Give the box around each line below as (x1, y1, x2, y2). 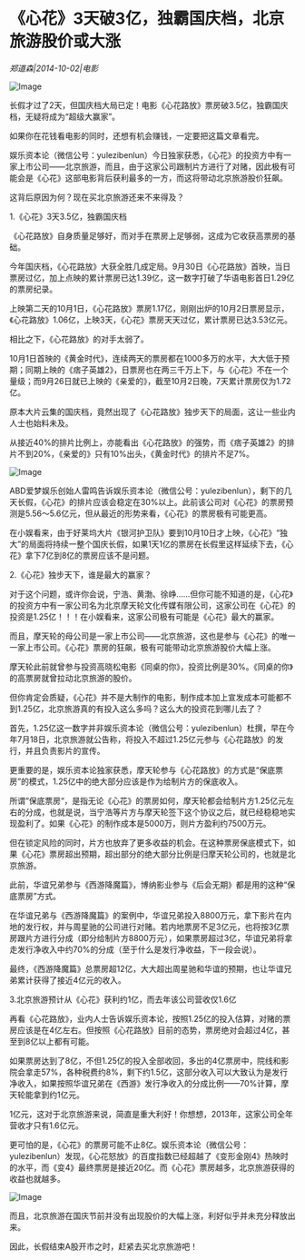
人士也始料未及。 (9, 417, 74, 428)
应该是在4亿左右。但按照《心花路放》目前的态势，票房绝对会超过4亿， (16, 1024, 283, 1036)
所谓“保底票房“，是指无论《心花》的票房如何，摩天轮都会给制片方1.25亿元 (9, 795, 286, 806)
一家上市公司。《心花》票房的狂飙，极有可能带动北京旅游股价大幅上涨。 (9, 641, 276, 652)
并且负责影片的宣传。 (25, 745, 105, 756)
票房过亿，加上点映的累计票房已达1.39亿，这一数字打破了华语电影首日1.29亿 (9, 272, 295, 283)
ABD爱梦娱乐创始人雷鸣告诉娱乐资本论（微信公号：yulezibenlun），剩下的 (9, 485, 284, 496)
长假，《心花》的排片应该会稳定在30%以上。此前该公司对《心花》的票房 (16, 496, 286, 507)
